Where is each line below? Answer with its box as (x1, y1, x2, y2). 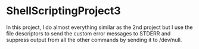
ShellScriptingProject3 (6, 4, 121, 18)
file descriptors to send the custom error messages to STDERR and (6, 30, 171, 37)
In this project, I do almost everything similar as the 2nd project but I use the (6, 24, 193, 31)
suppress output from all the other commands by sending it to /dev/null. (6, 36, 182, 43)
